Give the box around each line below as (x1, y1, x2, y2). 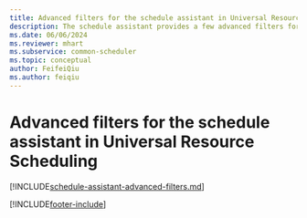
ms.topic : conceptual (9, 56, 92, 65)
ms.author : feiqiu (9, 73, 79, 82)
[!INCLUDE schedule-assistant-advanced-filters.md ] (9, 181, 206, 192)
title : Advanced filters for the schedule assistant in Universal (9, 13, 268, 23)
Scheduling (9, 151, 99, 171)
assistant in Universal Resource (9, 131, 255, 151)
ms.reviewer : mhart (9, 38, 84, 48)
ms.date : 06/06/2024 (9, 30, 89, 39)
